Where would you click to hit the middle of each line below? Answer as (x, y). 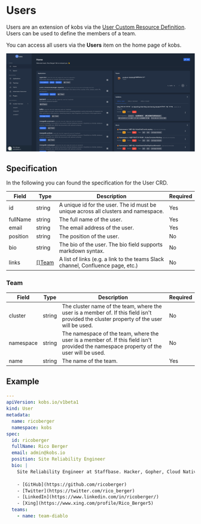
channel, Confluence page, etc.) (98, 266)
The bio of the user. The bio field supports (111, 244)
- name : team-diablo (42, 516)
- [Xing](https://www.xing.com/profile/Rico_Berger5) (85, 504)
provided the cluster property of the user (112, 319)
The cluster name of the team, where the (112, 306)
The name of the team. (90, 361)
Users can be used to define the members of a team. (71, 33)
